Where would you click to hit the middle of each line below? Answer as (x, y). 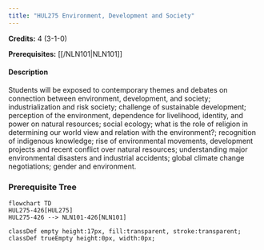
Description (28, 72)
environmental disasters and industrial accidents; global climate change (126, 157)
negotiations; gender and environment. (72, 166)
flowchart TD (30, 204)
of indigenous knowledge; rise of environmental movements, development (131, 141)
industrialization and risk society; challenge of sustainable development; (127, 107)
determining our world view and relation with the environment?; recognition (132, 132)
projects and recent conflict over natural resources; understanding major (128, 149)
